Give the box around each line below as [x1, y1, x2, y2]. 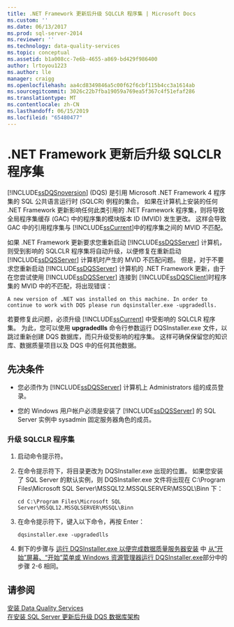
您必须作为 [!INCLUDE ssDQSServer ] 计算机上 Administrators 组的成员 [17, 383, 218, 392]
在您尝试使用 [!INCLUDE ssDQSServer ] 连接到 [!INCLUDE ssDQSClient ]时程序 [7, 273, 227, 281]
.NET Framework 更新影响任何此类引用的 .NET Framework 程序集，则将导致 [7, 205, 225, 214]
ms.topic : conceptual [7, 50, 71, 57]
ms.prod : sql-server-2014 [7, 29, 82, 37]
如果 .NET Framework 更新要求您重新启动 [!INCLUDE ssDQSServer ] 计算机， [7, 238, 226, 246]
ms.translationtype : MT [7, 95, 77, 102]
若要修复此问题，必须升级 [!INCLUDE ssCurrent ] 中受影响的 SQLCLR [7, 315, 202, 323]
